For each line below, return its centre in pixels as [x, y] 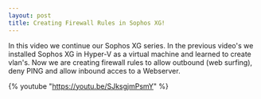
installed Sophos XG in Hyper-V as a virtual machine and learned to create [130, 54]
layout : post [30, 15]
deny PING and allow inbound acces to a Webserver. [94, 70]
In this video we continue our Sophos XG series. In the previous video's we [131, 45]
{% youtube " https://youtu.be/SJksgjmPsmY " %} [88, 86]
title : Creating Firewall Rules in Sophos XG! [87, 23]
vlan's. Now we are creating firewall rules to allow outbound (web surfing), [130, 62]
